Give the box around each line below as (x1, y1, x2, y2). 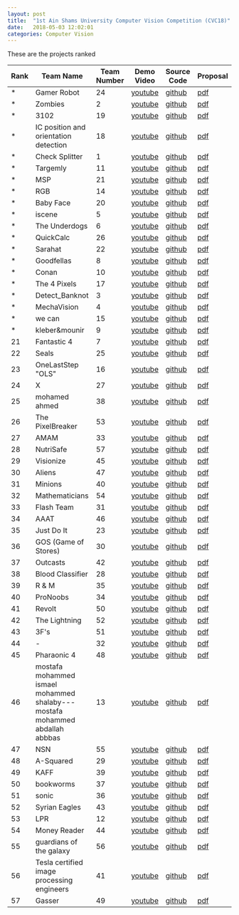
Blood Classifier (35, 569, 89, 579)
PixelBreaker (35, 422, 78, 432)
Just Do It (35, 526, 68, 535)
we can (35, 314, 60, 324)
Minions (35, 479, 63, 489)
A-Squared (35, 756, 73, 766)
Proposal (197, 71, 228, 81)
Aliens (35, 468, 56, 478)
